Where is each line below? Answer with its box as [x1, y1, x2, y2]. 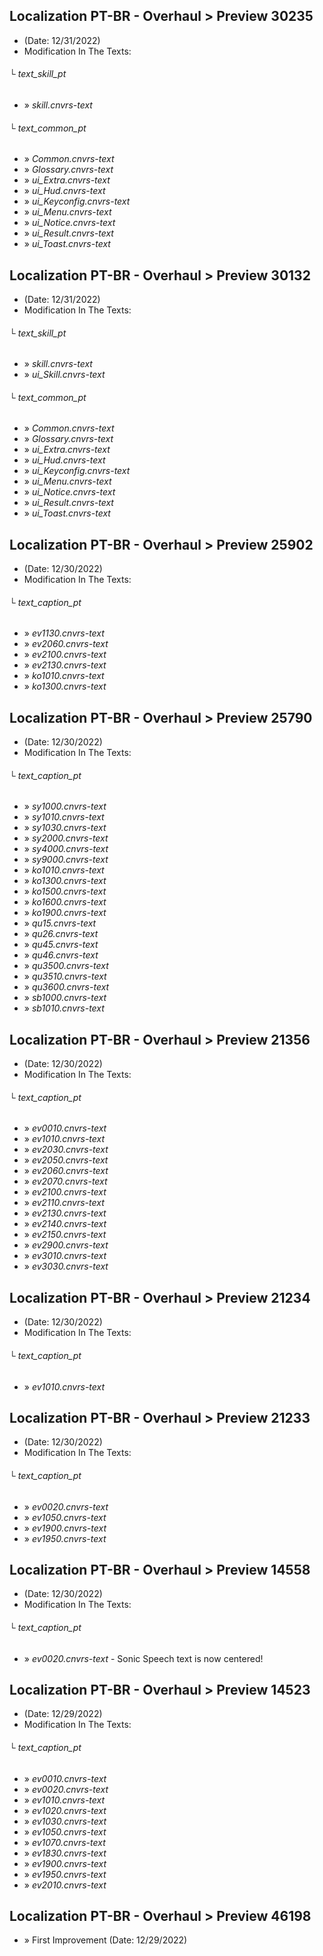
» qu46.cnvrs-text [23, 949, 99, 961]
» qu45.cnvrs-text [23, 939, 99, 951]
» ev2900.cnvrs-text [23, 1239, 109, 1251]
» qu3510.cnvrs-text [23, 970, 107, 983]
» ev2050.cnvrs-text [23, 1154, 109, 1166]
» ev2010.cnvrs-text [23, 1879, 107, 1891]
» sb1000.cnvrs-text [23, 992, 107, 1004]
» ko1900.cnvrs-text [23, 907, 107, 919]
